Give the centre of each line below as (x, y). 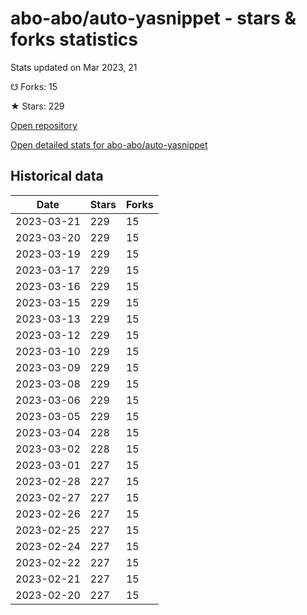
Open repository (44, 125)
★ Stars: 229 (37, 106)
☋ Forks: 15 (34, 86)
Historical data (57, 176)
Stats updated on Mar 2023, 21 (74, 67)
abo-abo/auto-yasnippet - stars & (153, 18)
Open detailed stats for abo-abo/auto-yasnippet (109, 144)
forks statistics (74, 39)
